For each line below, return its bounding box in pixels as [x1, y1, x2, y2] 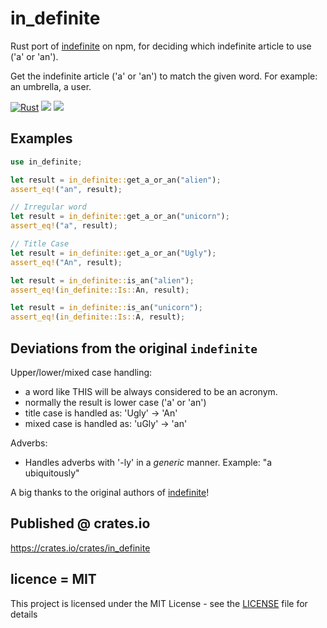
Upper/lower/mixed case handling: [10, 366, 153, 378]
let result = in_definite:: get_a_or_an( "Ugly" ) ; [10, 248, 217, 258]
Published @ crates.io [10, 515, 151, 532]
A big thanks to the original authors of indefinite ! [10, 486, 210, 498]
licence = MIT [10, 571, 97, 588]
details [10, 608, 38, 620]
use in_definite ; [10, 157, 83, 167]
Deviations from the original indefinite [10, 340, 258, 357]
